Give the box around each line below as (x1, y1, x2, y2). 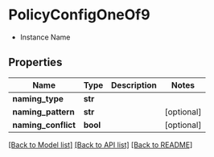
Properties (8, 56, 63, 69)
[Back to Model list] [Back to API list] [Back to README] (8, 139, 193, 150)
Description (111, 79, 157, 90)
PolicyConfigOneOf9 (8, 6, 150, 24)
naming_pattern (12, 106, 75, 118)
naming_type (12, 93, 64, 104)
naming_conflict (12, 119, 76, 130)
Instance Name (19, 32, 71, 42)
